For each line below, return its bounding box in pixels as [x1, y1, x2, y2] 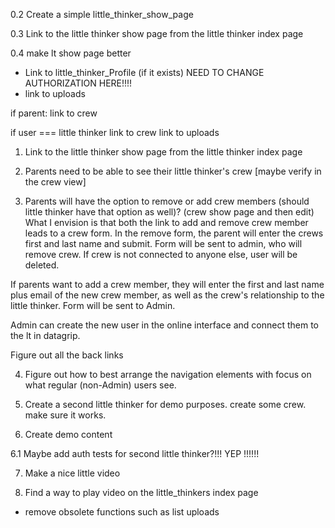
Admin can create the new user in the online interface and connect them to [10, 319, 319, 331]
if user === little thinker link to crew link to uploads [10, 127, 220, 138]
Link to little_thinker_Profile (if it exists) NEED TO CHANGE [24, 67, 265, 78]
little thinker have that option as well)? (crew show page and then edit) [24, 206, 315, 218]
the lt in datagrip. [10, 330, 81, 341]
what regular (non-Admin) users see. [24, 379, 177, 391]
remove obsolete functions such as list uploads [24, 506, 220, 518]
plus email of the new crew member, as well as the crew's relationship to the [10, 289, 325, 301]
